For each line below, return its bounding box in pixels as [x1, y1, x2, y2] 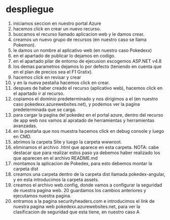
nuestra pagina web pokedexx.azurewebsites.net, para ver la [13, 203, 141, 209]
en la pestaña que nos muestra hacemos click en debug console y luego [13, 128, 164, 134]
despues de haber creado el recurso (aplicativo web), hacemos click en [13, 85, 163, 91]
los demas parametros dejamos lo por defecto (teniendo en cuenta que [13, 63, 162, 69]
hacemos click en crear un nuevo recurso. [13, 25, 101, 31]
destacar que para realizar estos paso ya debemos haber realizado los [13, 150, 160, 156]
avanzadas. [13, 123, 37, 129]
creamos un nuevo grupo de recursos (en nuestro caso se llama [13, 36, 147, 43]
